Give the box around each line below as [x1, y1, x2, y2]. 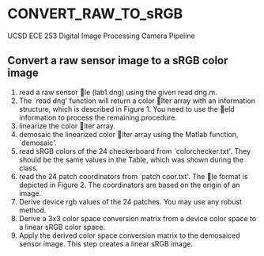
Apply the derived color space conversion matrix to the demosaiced [18, 231, 240, 240]
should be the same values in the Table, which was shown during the [18, 155, 244, 164]
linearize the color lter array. [18, 120, 115, 131]
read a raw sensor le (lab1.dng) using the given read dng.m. [18, 87, 218, 97]
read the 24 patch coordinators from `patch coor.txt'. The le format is [18, 171, 248, 181]
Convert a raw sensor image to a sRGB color [7, 54, 228, 67]
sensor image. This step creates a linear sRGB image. [18, 239, 193, 248]
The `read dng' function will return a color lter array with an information [18, 96, 256, 105]
